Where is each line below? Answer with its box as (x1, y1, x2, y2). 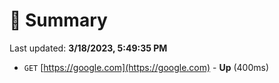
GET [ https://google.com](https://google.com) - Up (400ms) (23, 61, 270, 73)
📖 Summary (9, 9, 108, 32)
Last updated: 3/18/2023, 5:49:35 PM (9, 42, 168, 54)
